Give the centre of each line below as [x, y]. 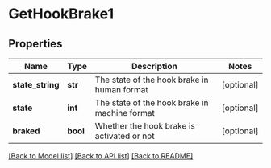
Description [154, 66]
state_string [36, 85]
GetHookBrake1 [61, 14]
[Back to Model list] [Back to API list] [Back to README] [101, 156]
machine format [125, 113]
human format [122, 90]
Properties [35, 44]
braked [26, 131]
